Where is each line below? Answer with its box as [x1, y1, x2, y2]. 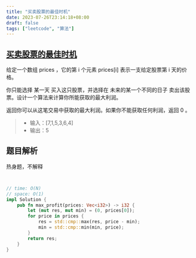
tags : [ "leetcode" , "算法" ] [6, 25, 75, 32]
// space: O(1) [6, 191, 44, 197]
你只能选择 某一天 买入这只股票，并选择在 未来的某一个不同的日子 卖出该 [6, 86, 185, 93]
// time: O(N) [6, 185, 42, 192]
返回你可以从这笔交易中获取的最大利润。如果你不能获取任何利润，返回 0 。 [6, 107, 191, 114]
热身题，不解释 [6, 163, 43, 170]
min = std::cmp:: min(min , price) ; [38, 224, 124, 230]
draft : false [6, 20, 39, 26]
